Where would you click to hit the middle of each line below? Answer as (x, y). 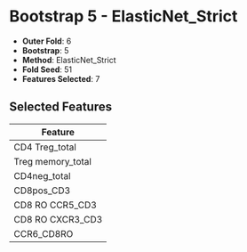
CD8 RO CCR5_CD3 (56, 205)
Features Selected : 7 (61, 78)
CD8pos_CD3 (42, 191)
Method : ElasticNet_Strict (69, 60)
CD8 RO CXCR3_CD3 (58, 219)
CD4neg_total (42, 175)
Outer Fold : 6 (47, 41)
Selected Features (61, 107)
